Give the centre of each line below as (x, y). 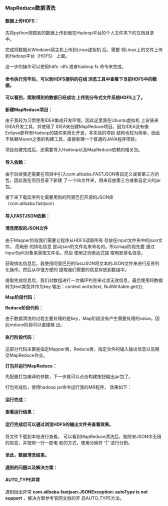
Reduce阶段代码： (24, 307)
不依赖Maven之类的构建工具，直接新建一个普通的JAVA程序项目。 (72, 139)
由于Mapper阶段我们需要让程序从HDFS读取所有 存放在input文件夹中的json (82, 240)
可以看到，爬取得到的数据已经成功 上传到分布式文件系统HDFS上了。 (75, 97)
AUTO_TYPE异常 (22, 480)
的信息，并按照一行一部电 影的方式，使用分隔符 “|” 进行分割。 (69, 442)
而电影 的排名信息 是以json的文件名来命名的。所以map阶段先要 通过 (85, 246)
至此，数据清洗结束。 (27, 455)
